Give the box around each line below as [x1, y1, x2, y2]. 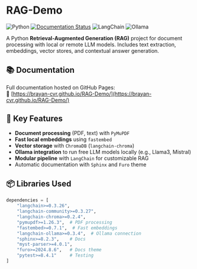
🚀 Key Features [6, 114, 63, 124]
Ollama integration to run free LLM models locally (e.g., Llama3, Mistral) [14, 148, 191, 155]
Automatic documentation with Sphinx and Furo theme [14, 161, 147, 168]
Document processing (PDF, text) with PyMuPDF [14, 129, 130, 136]
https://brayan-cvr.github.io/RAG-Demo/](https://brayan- [12, 90, 152, 97]
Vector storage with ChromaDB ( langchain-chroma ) [14, 142, 135, 149]
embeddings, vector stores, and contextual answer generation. [6, 47, 160, 54]
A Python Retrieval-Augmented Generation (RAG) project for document [6, 34, 182, 41]
